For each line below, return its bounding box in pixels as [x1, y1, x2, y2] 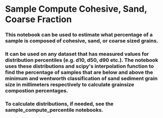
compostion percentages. [5, 87, 68, 94]
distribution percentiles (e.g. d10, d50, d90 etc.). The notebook [5, 57, 159, 64]
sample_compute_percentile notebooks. [5, 106, 104, 113]
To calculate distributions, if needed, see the [5, 100, 114, 107]
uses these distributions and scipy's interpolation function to [5, 63, 154, 70]
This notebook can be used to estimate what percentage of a [5, 31, 153, 38]
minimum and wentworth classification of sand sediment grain [5, 75, 158, 82]
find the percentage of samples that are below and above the [5, 69, 153, 76]
